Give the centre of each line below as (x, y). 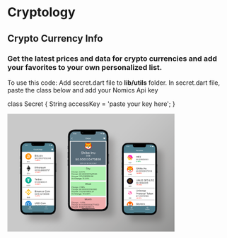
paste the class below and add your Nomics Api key (83, 90)
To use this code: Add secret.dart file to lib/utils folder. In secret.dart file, (114, 83)
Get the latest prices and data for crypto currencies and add (112, 59)
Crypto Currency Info (55, 38)
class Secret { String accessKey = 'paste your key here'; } (91, 104)
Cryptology (41, 12)
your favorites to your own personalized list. (85, 67)
